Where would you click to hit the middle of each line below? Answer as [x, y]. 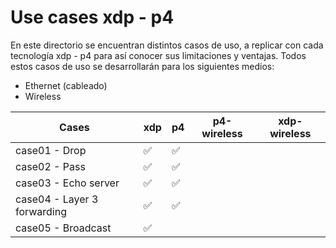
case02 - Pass [50, 166]
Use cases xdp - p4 [92, 17]
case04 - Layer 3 [57, 199]
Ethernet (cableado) [66, 85]
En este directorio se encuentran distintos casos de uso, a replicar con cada [167, 45]
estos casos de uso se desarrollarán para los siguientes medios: [142, 66]
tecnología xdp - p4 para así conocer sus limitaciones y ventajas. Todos [158, 55]
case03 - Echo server [67, 183]
